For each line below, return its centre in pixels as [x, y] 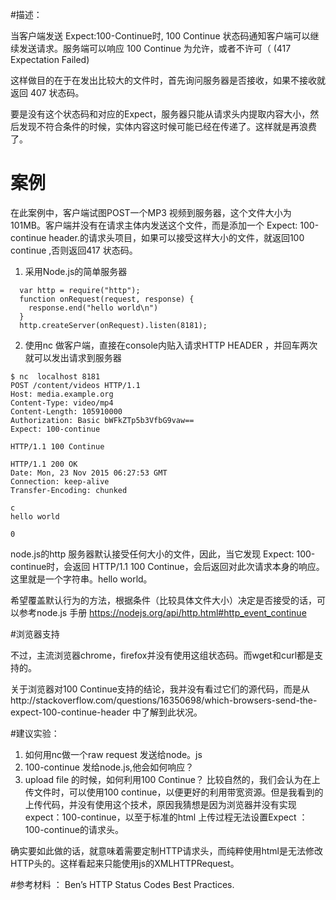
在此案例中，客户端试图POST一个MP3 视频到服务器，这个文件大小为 [151, 212]
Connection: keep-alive [60, 481]
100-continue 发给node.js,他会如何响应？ [109, 767]
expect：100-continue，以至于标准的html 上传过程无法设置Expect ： [166, 817]
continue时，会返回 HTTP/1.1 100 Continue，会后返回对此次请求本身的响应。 [167, 566]
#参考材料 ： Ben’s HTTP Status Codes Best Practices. [122, 884]
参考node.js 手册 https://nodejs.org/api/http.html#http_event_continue [162, 612]
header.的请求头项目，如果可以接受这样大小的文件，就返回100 [176, 237]
